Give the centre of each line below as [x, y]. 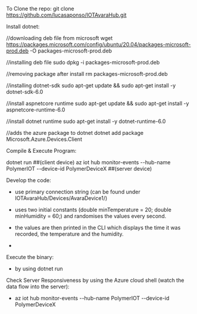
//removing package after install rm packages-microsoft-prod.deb [87, 74]
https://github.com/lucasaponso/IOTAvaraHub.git [66, 15]
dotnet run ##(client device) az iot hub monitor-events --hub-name [88, 162]
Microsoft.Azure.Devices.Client [44, 139]
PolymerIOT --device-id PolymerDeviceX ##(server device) [79, 169]
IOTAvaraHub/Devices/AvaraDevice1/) [61, 198]
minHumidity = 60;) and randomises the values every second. [90, 216]
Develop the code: [29, 180]
